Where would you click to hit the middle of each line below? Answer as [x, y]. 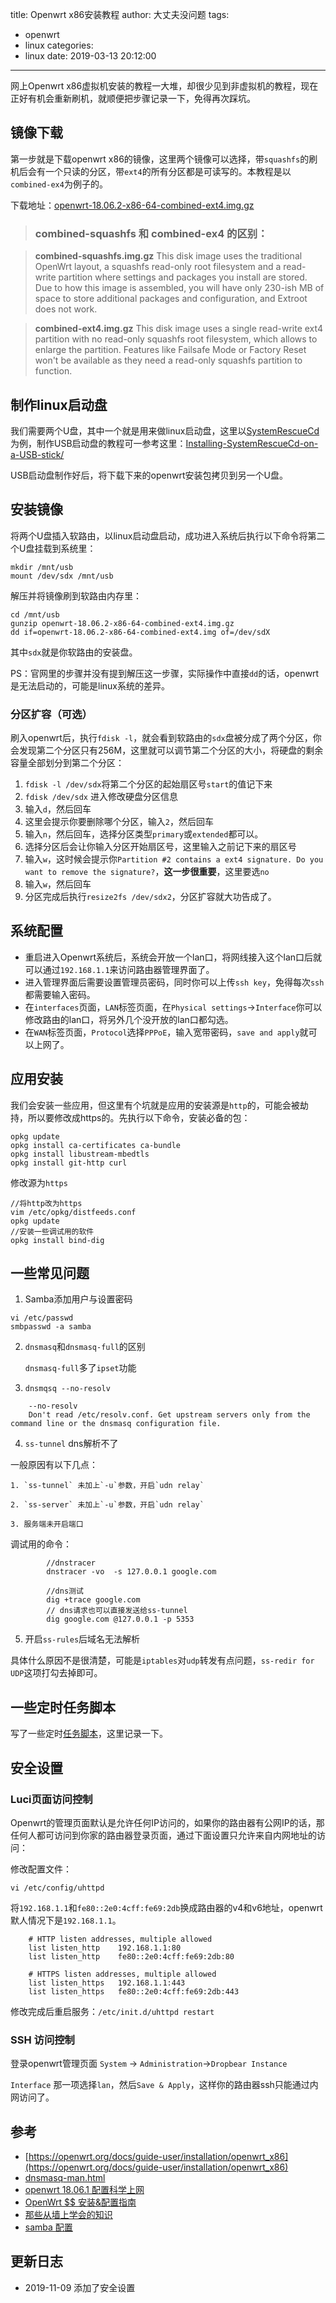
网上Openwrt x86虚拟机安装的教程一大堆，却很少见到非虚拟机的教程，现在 [164, 86]
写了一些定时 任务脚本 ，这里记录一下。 [89, 1734]
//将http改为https [46, 1203]
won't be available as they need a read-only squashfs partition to [168, 360]
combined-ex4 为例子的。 [59, 184]
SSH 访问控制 [42, 2040]
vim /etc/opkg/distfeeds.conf [73, 1212]
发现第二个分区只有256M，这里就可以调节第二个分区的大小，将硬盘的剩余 [171, 750]
